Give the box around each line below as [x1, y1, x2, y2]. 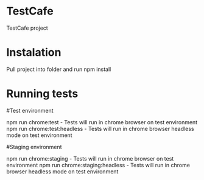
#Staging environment [6, 143, 62, 150]
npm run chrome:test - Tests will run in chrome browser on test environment [6, 118, 198, 125]
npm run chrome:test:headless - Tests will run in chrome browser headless [6, 125, 194, 132]
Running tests [6, 87, 79, 101]
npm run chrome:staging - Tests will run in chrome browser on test [6, 155, 174, 162]
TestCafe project [6, 24, 49, 32]
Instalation [6, 45, 62, 59]
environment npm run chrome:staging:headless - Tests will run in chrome [6, 161, 191, 168]
